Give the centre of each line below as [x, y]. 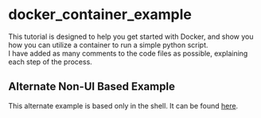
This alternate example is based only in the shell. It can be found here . [123, 105]
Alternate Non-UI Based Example [92, 87]
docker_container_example [100, 15]
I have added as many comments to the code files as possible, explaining [128, 53]
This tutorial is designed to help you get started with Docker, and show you [131, 36]
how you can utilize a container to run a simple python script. [108, 44]
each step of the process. [51, 62]
